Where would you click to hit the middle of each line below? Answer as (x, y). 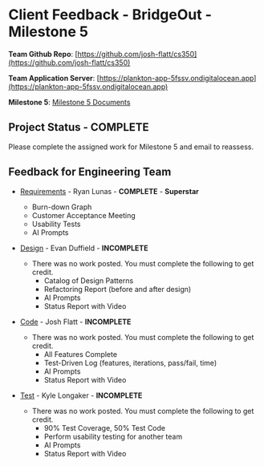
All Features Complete (81, 354)
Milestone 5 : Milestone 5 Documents (69, 102)
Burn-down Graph (62, 207)
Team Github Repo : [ (43, 54)
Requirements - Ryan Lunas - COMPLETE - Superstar (109, 191)
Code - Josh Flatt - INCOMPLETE (75, 322)
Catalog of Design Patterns (89, 280)
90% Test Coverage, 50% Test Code (105, 428)
